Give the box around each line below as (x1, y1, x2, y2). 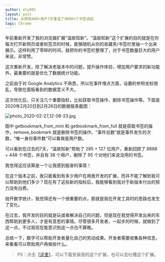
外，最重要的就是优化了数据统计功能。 (5, 70, 82, 76)
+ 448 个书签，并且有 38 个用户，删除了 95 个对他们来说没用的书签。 (5, 152, 146, 158)
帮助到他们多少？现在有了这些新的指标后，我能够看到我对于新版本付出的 (9, 179, 156, 185)
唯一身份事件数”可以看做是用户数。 (15, 136, 87, 142)
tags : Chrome (5, 21, 32, 26)
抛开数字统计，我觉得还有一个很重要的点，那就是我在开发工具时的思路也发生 (5, 196, 160, 202)
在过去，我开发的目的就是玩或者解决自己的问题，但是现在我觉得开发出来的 (5, 212, 156, 218)
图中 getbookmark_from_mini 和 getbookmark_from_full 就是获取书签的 (5, 123, 149, 129)
